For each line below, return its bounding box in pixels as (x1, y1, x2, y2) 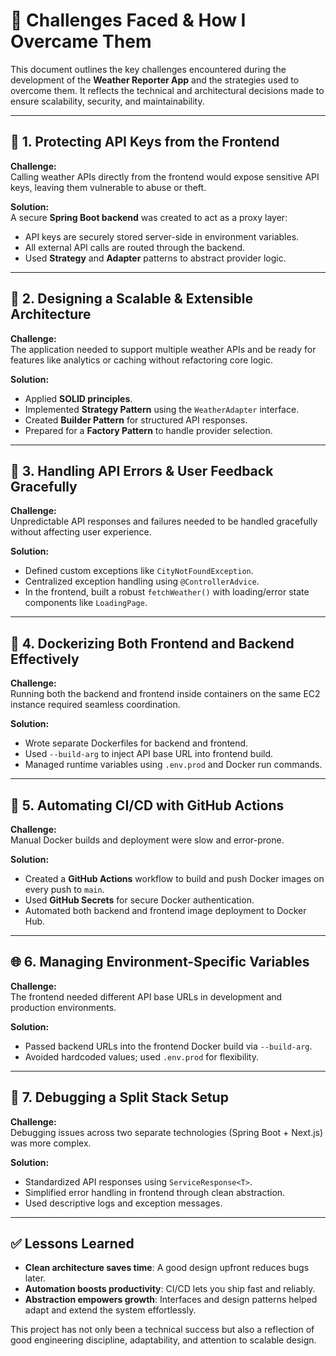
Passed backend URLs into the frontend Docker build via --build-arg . (24, 1040, 313, 1052)
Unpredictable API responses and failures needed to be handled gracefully (10, 515, 318, 528)
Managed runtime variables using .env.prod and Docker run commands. (24, 759, 323, 771)
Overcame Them (10, 30, 152, 53)
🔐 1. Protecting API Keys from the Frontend (10, 134, 280, 151)
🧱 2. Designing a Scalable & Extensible (10, 290, 254, 308)
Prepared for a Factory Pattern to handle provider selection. (24, 424, 273, 436)
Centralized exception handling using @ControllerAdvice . (24, 575, 260, 588)
